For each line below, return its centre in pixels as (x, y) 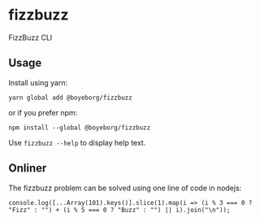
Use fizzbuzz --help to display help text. (77, 142)
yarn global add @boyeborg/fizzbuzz (70, 98)
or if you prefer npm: (43, 112)
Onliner (28, 168)
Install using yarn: (38, 82)
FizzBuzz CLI (30, 37)
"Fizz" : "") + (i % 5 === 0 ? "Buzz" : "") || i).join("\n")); (119, 210)
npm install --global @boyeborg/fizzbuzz (80, 128)
